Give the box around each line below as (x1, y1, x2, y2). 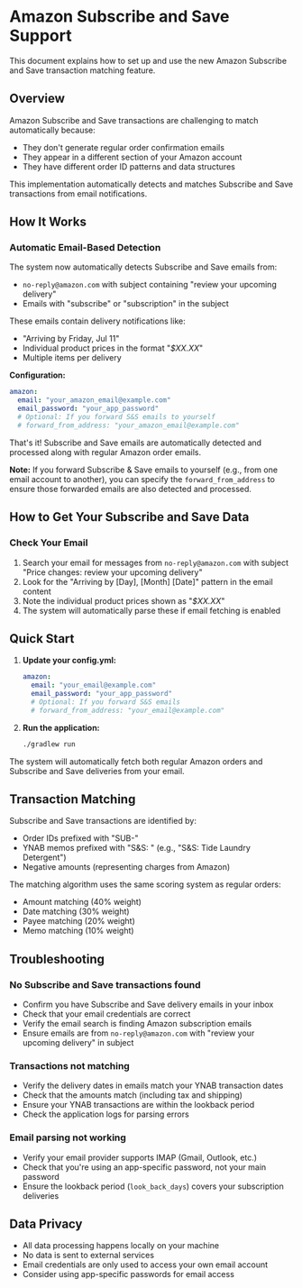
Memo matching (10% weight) (22, 926, 134, 936)
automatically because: (9, 124, 96, 135)
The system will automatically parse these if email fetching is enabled (22, 605, 281, 616)
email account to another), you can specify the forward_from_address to (9, 473, 275, 484)
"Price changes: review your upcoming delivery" (22, 566, 203, 578)
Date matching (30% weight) (22, 906, 130, 917)
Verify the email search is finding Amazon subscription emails (22, 1019, 252, 1029)
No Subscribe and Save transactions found (9, 978, 201, 991)
